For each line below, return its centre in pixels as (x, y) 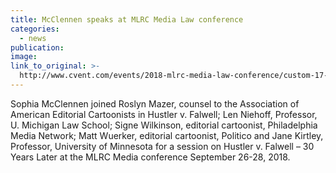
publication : (37, 47)
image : (24, 57)
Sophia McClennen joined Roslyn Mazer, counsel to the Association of (155, 103)
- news (33, 38)
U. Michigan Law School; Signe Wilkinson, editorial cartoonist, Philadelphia (164, 125)
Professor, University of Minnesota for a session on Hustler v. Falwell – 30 (162, 146)
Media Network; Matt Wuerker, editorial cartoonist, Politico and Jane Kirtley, (167, 135)
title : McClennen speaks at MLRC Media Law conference (127, 19)
